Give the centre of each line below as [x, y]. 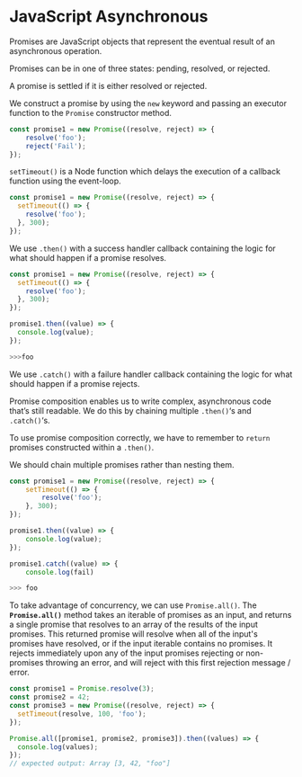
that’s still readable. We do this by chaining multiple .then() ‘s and [130, 410]
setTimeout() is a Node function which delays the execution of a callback [145, 172]
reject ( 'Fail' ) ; [56, 146]
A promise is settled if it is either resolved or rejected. [108, 85]
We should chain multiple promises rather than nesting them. [122, 464]
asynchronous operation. [56, 50]
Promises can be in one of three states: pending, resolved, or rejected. [140, 68]
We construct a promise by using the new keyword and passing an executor [148, 103]
